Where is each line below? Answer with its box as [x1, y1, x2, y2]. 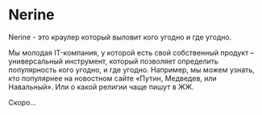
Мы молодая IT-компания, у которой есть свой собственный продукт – [8, 47, 255, 57]
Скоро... [8, 97, 36, 107]
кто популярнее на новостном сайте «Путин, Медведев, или [8, 73, 218, 83]
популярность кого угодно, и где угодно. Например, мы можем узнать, [8, 64, 256, 74]
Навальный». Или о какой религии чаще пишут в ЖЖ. [8, 82, 194, 92]
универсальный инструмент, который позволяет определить [8, 56, 219, 66]
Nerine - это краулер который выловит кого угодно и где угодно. [8, 32, 232, 42]
